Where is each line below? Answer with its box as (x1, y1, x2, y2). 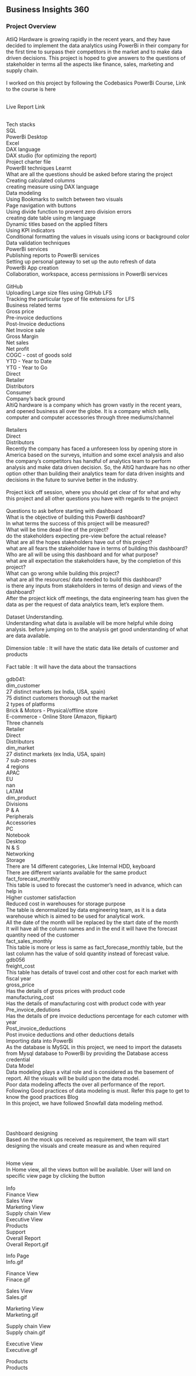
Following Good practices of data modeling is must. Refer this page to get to (6, 1087, 190, 1094)
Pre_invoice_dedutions (6, 1006, 60, 1013)
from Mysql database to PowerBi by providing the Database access (6, 1050, 169, 1057)
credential (6, 1056, 30, 1063)
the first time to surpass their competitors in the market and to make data (6, 48, 183, 55)
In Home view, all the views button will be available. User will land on (6, 1166, 171, 1173)
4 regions (6, 763, 29, 770)
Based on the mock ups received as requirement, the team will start (6, 1135, 169, 1143)
